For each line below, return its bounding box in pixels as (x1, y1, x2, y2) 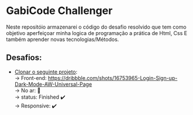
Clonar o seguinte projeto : (14, 68, 78, 75)
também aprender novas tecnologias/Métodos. (6, 36, 119, 43)
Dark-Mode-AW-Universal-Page (14, 81, 92, 88)
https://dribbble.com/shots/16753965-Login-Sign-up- (47, 74, 178, 81)
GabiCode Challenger (6, 4, 113, 18)
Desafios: (6, 53, 42, 62)
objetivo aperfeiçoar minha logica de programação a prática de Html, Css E (6, 29, 188, 36)
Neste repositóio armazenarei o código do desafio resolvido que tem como (6, 23, 187, 30)
